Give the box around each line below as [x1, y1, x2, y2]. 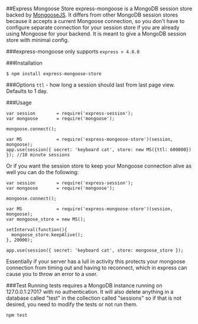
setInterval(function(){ [6, 227, 67, 233]
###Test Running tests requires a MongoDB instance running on [6, 282, 163, 289]
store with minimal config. [6, 37, 69, 43]
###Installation [6, 59, 43, 66]
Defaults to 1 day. [6, 88, 48, 94]
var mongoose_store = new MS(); [6, 216, 86, 222]
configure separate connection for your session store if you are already [6, 24, 180, 31]
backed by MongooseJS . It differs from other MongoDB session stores [6, 11, 178, 18]
